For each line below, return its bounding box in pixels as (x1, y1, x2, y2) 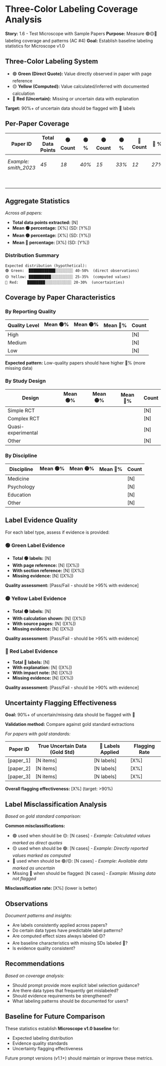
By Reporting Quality (5, 308, 56, 315)
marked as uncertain (12, 865, 55, 871)
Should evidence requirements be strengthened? (12, 992, 112, 998)
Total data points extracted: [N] (12, 220, 78, 226)
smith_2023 (7, 164, 36, 171)
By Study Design (5, 378, 46, 385)
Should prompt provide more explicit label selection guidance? (12, 982, 140, 988)
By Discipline (5, 452, 38, 459)
